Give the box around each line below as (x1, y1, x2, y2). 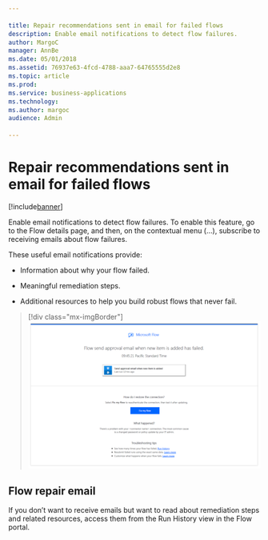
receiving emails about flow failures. (8, 234, 128, 244)
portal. (8, 522, 30, 532)
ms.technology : (8, 97, 59, 106)
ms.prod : (8, 80, 38, 88)
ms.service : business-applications (8, 89, 127, 97)
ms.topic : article (8, 72, 70, 80)
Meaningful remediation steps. (19, 280, 121, 290)
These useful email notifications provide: (8, 249, 142, 260)
